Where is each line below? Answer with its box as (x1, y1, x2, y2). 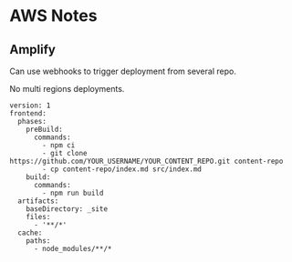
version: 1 (9, 101, 51, 110)
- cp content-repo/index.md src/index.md (42, 165, 203, 174)
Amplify (9, 42, 57, 57)
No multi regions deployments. (9, 84, 125, 94)
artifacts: (17, 196, 59, 206)
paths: (26, 237, 51, 246)
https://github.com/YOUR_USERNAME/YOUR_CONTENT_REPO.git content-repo (9, 156, 284, 166)
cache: (17, 228, 43, 237)
